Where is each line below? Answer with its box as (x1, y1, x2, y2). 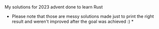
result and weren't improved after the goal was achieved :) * (11, 19, 134, 24)
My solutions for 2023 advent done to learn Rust (4, 4, 103, 10)
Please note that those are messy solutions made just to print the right (11, 14, 154, 19)
